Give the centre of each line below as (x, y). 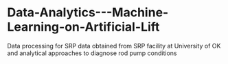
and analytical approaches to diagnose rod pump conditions (92, 53)
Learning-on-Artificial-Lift (83, 27)
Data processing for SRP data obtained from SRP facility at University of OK (114, 46)
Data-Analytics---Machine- (88, 13)
